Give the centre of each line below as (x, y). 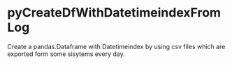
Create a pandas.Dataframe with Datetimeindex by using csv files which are (116, 46)
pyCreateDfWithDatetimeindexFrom (114, 13)
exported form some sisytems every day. (66, 54)
